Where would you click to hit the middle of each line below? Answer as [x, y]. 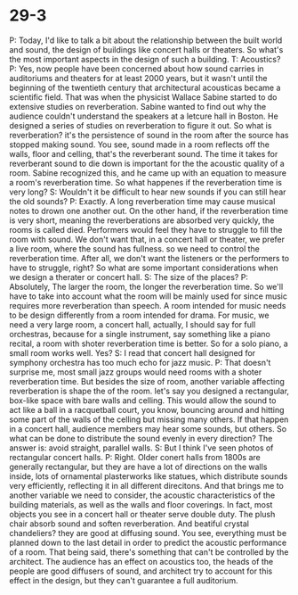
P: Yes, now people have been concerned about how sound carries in [137, 69]
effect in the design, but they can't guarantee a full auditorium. [124, 580]
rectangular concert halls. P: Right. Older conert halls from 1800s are [135, 457]
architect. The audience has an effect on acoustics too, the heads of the [141, 561]
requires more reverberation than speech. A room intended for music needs [148, 305]
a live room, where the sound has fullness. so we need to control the [134, 248]
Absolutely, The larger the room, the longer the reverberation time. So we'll [146, 286]
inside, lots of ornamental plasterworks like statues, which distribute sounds [149, 476]
